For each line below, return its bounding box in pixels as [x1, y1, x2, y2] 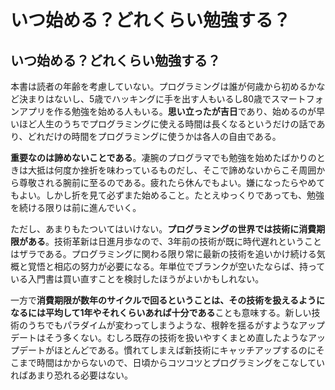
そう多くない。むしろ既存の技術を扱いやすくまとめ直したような [44, 332, 308, 343]
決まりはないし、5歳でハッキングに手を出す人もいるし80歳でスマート [18, 93, 307, 105]
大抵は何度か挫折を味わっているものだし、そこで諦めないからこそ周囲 [27, 164, 317, 176]
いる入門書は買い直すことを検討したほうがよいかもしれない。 [10, 273, 265, 285]
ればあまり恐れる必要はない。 [10, 369, 133, 381]
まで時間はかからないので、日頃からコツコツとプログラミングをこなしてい [18, 357, 326, 368]
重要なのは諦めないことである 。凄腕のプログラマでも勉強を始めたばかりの [10, 152, 317, 163]
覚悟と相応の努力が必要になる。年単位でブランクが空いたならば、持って [27, 261, 326, 272]
